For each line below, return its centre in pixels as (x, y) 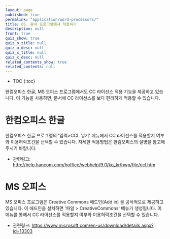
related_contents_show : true (36, 62)
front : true (18, 34)
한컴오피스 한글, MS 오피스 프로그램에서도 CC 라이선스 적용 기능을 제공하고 (79, 92)
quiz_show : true (22, 39)
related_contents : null (30, 67)
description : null (25, 29)
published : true (22, 15)
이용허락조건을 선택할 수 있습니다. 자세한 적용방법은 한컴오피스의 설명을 (81, 142)
